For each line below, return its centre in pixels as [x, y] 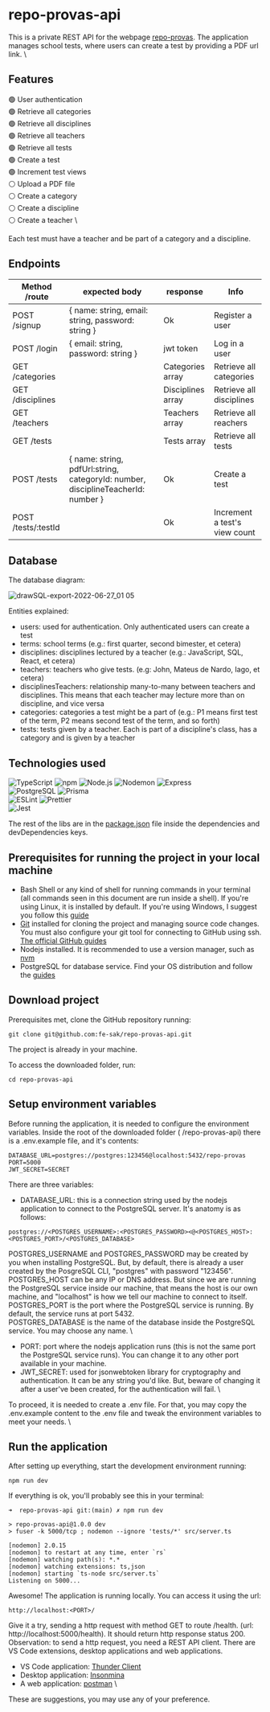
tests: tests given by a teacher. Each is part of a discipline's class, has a [138, 729]
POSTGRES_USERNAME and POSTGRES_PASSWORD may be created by [129, 1254]
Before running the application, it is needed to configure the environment [129, 1123]
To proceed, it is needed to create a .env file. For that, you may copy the [128, 1404]
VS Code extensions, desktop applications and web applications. [116, 1651]
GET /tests [32, 441]
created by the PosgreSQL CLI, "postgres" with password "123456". [121, 1271]
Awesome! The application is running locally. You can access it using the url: [135, 1596]
